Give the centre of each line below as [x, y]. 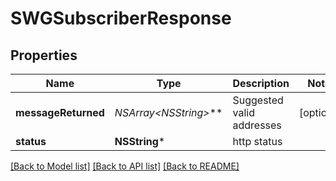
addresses [257, 125]
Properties [44, 55]
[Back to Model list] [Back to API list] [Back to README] [125, 166]
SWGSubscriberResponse [121, 18]
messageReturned [60, 112]
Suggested [258, 100]
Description [261, 83]
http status [257, 141]
